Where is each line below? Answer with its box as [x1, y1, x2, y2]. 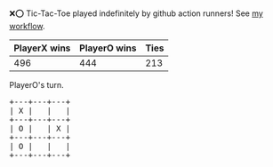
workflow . [9, 21, 45, 31]
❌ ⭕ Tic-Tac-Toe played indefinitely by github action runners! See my [9, 8, 264, 19]
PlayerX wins [13, 42, 71, 54]
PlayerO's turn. [9, 80, 64, 90]
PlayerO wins [79, 42, 137, 54]
